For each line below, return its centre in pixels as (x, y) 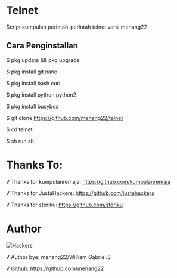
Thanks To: (35, 165)
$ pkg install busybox (32, 106)
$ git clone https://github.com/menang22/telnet (65, 118)
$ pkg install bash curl (33, 83)
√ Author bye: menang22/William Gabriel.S (59, 257)
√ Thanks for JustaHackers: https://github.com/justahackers (80, 193)
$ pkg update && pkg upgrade (43, 60)
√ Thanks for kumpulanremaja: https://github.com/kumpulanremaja (88, 181)
